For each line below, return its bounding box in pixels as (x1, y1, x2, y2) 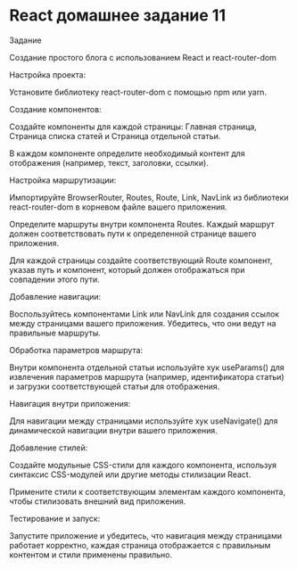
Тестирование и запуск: (9, 513, 101, 524)
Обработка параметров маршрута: (9, 344, 144, 355)
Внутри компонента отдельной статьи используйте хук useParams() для (9, 362, 285, 373)
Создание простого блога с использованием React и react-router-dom (9, 52, 276, 62)
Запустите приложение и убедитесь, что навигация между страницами (9, 530, 283, 540)
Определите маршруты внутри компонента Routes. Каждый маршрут (9, 219, 275, 229)
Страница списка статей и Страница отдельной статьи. (9, 130, 221, 141)
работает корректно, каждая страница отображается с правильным (9, 540, 271, 550)
